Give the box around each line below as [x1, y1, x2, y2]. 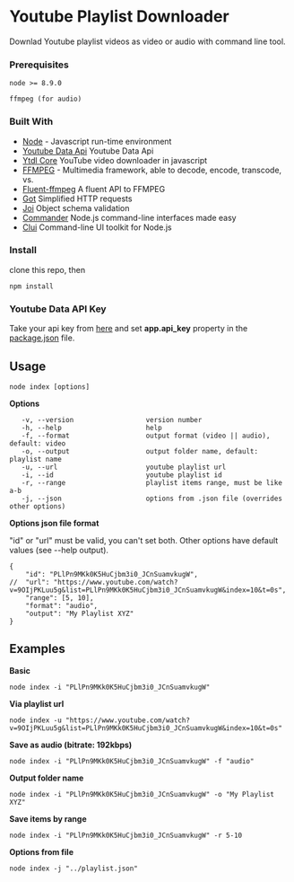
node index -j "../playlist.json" [9, 864, 139, 873]
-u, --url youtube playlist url [21, 463, 227, 472]
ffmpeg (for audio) [9, 94, 82, 104]
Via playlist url [9, 698, 65, 709]
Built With [9, 115, 54, 128]
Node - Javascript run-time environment [22, 136, 172, 146]
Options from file [9, 846, 74, 857]
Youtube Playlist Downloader [9, 6, 230, 27]
